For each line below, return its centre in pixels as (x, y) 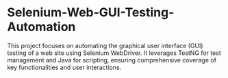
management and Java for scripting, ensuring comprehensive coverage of (112, 60)
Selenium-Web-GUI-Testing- (91, 13)
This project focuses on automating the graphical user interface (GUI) (105, 45)
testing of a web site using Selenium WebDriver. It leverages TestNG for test (114, 53)
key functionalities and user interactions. (64, 67)
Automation (41, 27)
